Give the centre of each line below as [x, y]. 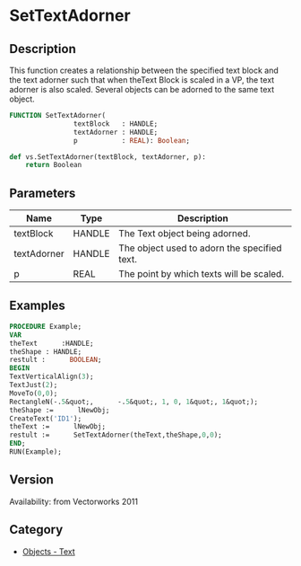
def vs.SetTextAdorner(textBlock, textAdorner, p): [107, 157]
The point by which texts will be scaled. [202, 274]
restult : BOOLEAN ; [56, 360]
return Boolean [54, 165]
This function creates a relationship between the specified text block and [144, 70]
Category [36, 530]
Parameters [43, 193]
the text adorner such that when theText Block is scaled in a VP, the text [142, 80]
